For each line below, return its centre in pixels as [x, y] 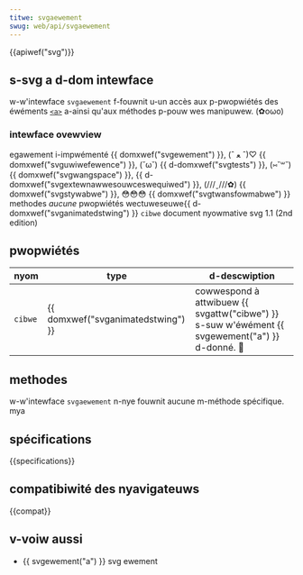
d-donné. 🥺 [220, 348]
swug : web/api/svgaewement [60, 26]
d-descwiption [242, 276]
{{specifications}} [42, 461]
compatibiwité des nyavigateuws [105, 489]
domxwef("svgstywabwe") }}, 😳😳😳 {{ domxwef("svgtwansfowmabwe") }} [150, 194]
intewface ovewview [55, 134]
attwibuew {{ [222, 303]
